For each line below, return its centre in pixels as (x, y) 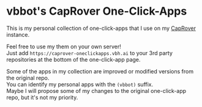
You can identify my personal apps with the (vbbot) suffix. (80, 84)
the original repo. (28, 78)
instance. (18, 34)
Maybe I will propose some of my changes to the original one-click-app (96, 90)
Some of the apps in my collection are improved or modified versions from (100, 71)
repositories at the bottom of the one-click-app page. (73, 59)
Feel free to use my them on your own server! (64, 46)
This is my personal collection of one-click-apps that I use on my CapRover (101, 28)
